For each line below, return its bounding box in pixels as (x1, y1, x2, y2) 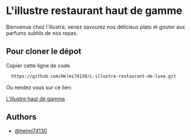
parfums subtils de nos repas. (6, 29, 78, 36)
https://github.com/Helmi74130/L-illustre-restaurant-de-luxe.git (11, 73, 176, 79)
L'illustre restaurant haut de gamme (6, 4, 183, 17)
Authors (6, 112, 37, 122)
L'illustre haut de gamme (6, 95, 65, 102)
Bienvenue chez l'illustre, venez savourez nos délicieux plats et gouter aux (6, 23, 185, 30)
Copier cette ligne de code (6, 62, 70, 69)
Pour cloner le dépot (6, 47, 82, 57)
